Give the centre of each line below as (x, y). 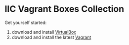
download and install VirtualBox (44, 32)
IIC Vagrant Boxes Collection (64, 9)
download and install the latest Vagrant (51, 37)
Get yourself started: (26, 22)
